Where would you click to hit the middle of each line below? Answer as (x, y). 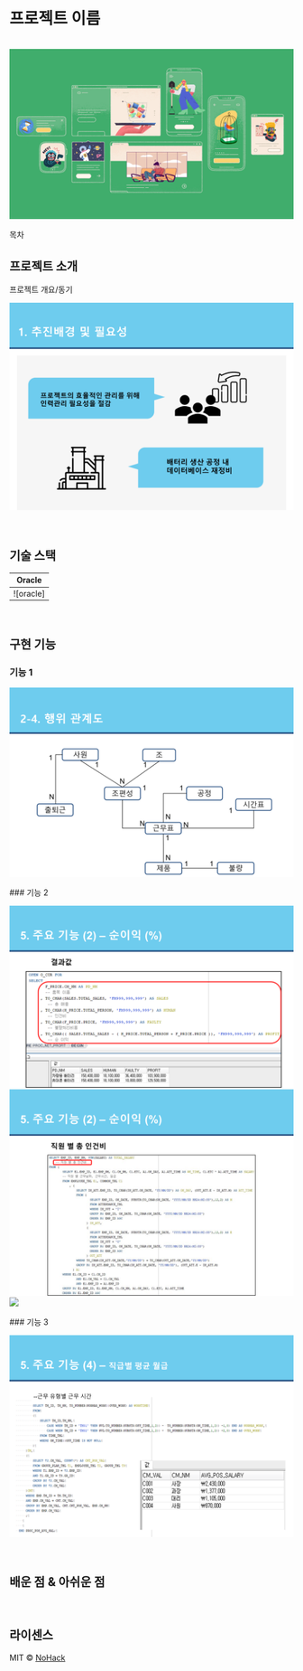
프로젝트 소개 (44, 266)
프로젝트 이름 (55, 19)
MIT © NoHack (37, 1657)
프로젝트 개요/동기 (41, 289)
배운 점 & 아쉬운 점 (57, 1582)
